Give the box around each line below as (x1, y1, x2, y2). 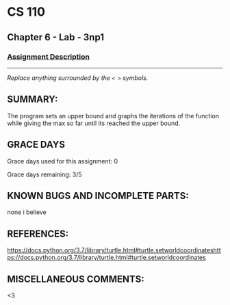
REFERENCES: (7, 228, 69, 239)
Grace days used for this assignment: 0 (7, 157, 118, 165)
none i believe (7, 208, 47, 216)
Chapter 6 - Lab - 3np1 (7, 31, 105, 43)
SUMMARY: (7, 94, 58, 105)
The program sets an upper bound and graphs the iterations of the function (7, 111, 219, 120)
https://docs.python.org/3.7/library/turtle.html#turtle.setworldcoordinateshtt (7, 246, 221, 254)
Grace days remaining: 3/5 (7, 170, 82, 178)
